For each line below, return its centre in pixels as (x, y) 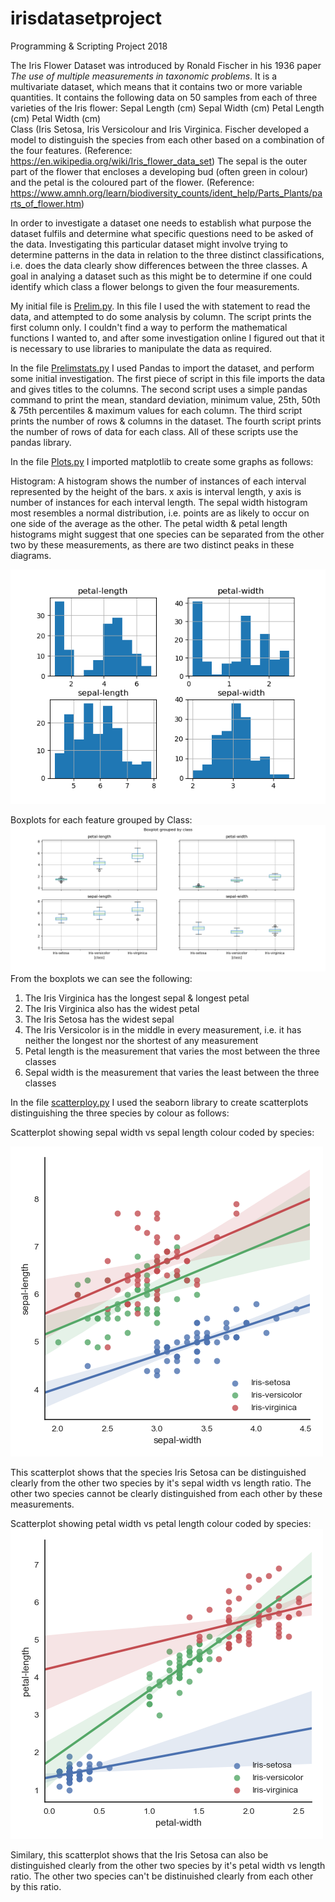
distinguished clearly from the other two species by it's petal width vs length (168, 1866)
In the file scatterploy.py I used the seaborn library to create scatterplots (159, 1103)
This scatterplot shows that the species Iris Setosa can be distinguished (158, 1473)
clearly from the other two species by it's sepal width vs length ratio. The (161, 1483)
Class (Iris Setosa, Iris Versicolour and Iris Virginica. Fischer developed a (160, 129)
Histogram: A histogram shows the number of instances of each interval (158, 481)
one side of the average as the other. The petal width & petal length (149, 523)
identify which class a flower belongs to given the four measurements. (155, 286)
